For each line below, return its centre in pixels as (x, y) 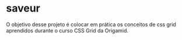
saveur (23, 8)
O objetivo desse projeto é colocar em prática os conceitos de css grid (91, 24)
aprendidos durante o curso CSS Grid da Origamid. (67, 30)
